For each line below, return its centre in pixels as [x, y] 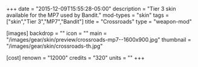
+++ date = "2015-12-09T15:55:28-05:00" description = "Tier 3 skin [91, 9]
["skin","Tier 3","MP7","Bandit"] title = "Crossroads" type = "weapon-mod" [99, 21]
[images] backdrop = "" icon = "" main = [57, 33]
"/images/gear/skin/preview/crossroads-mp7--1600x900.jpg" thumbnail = [99, 40]
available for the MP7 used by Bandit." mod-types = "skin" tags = [88, 15]
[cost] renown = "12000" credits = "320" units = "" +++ [76, 58]
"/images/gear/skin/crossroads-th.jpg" [54, 46]
